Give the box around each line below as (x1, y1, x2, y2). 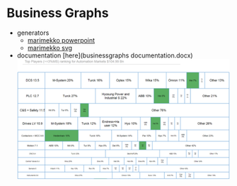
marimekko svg (27, 43, 72, 52)
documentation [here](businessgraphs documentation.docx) (16, 51, 193, 60)
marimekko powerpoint (27, 35, 96, 44)
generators (16, 28, 50, 37)
